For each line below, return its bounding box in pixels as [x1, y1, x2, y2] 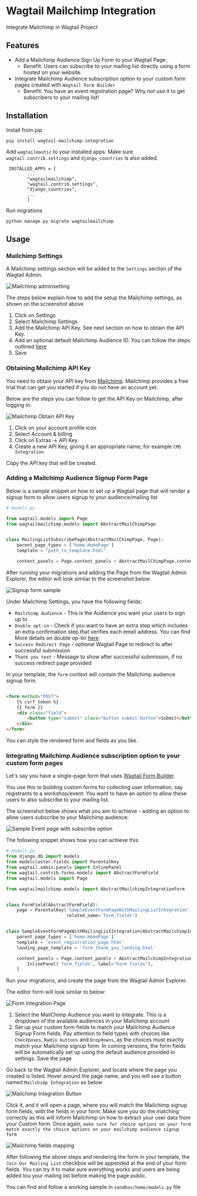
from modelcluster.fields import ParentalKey [6, 859, 119, 865]
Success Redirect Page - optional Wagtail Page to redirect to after [14, 640, 173, 647]
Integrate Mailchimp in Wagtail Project [6, 24, 98, 31]
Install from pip [6, 126, 42, 133]
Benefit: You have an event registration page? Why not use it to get [23, 87, 185, 95]
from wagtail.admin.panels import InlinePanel [6, 864, 122, 871]
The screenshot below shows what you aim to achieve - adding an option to [6, 807, 189, 815]
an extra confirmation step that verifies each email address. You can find [14, 628, 191, 635]
